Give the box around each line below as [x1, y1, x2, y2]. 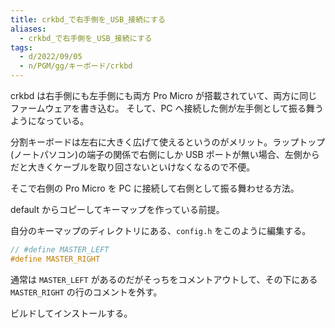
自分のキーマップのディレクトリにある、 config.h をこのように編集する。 [10, 225, 312, 236]
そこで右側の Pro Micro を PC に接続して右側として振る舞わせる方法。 [10, 182, 300, 194]
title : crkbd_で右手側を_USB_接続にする [10, 14, 166, 25]
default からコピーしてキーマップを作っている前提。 [10, 204, 225, 215]
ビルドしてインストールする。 [10, 307, 133, 319]
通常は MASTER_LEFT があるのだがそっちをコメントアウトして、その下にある [10, 273, 318, 285]
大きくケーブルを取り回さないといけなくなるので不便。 [27, 161, 256, 173]
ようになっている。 [10, 115, 90, 126]
